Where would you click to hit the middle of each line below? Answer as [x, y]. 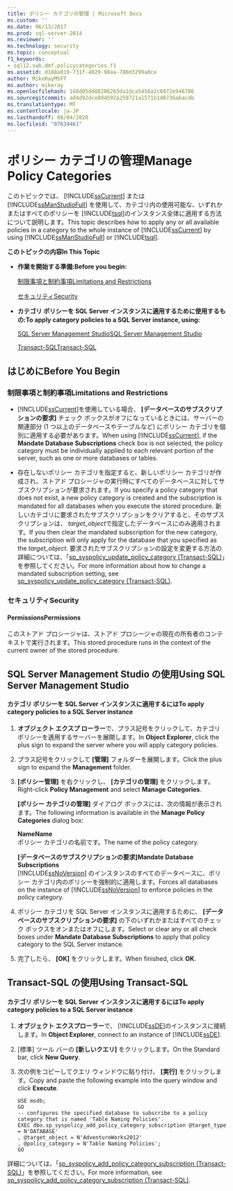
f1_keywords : [26, 59]
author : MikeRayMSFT [37, 78]
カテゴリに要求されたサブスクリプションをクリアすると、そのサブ [124, 515]
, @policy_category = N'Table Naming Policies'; [89, 1144]
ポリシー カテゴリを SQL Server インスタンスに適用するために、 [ [111, 911]
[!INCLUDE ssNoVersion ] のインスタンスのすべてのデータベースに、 [113, 873]
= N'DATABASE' [38, 1132]
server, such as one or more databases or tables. [88, 458]
